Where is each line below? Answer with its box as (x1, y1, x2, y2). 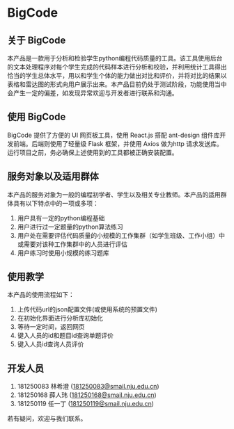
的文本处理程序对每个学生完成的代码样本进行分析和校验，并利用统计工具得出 (7, 63, 227, 71)
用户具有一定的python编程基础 (17, 213, 105, 222)
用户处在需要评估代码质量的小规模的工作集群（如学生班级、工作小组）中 (17, 231, 225, 239)
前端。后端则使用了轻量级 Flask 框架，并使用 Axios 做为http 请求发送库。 (13, 139, 223, 147)
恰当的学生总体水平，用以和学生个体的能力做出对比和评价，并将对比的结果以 (7, 72, 227, 79)
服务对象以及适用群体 (7, 170, 99, 182)
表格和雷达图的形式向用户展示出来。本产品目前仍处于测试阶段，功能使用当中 (7, 80, 227, 88)
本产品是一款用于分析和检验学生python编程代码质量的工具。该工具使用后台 (7, 54, 223, 62)
